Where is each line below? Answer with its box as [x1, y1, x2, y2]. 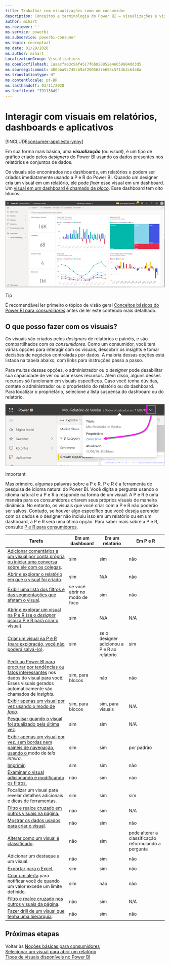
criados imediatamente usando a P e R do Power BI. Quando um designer [5, 174, 158, 180]
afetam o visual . [7, 597, 40, 603]
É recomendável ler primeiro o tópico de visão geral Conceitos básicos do [5, 302, 159, 308]
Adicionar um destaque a [7, 853, 60, 859]
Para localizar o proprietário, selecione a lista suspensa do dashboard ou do [5, 388, 164, 395]
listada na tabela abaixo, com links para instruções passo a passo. [5, 358, 143, 364]
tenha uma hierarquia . [7, 913, 53, 920]
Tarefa [29, 538, 44, 544]
